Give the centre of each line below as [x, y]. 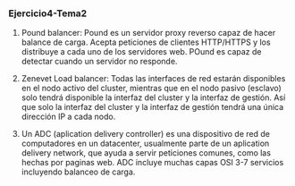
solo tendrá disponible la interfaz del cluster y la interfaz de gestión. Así [153, 97]
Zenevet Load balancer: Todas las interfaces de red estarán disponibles [153, 79]
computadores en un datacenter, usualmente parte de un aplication [145, 144]
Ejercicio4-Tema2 [48, 13]
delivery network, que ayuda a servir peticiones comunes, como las [146, 153]
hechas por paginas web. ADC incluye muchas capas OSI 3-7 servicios [152, 163]
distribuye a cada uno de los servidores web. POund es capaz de [141, 52]
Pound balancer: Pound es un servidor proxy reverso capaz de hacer [148, 33]
